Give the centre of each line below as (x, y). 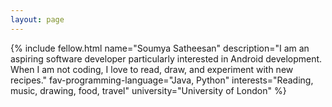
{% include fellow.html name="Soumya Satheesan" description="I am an (160, 48)
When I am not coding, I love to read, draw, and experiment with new (152, 69)
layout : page (37, 19)
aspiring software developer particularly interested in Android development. (166, 58)
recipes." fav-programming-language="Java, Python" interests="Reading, (162, 80)
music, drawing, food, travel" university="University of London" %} (148, 90)
